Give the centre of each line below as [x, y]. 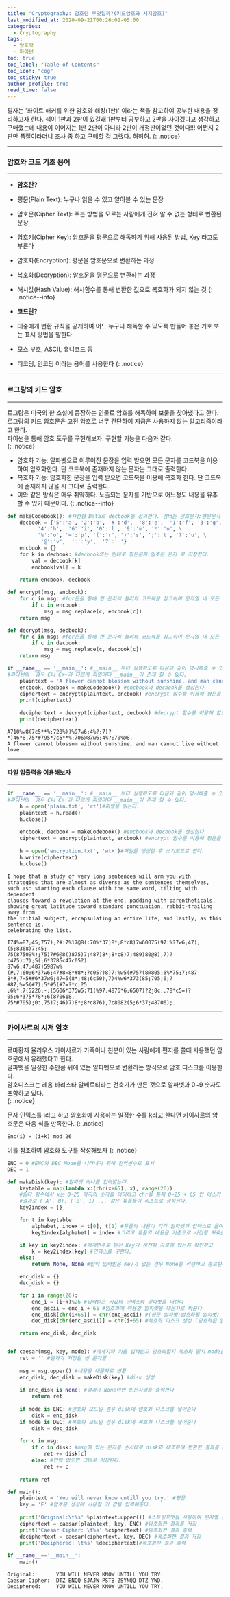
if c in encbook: [56, 605]
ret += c [56, 1466]
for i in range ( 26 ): [49, 1295]
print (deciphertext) [49, 720]
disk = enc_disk [55, 1416]
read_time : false [32, 90]
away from [21, 912]
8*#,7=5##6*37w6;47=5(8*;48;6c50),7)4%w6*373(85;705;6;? [90, 978]
